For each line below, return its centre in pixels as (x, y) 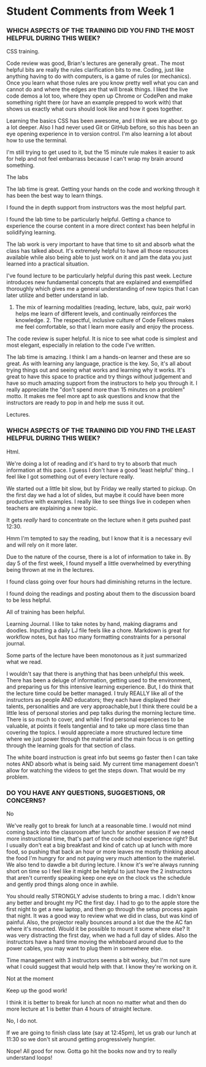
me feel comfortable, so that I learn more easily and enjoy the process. (105, 327)
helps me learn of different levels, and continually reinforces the (96, 314)
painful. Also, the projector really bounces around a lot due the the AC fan (100, 922)
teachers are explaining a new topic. (52, 508)
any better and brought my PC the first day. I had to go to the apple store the (103, 903)
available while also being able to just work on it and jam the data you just (99, 257)
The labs (17, 177)
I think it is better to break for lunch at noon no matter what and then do (97, 1003)
